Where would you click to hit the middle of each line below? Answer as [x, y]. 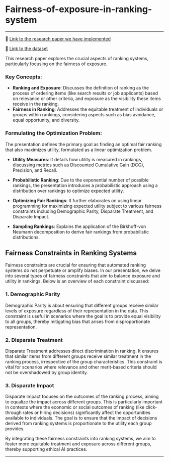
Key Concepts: [24, 77]
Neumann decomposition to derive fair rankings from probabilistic [81, 232]
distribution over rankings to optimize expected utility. [68, 191]
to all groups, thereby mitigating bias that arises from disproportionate [78, 321]
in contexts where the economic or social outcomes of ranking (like [75, 407]
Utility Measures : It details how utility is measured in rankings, [77, 159]
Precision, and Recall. [35, 170]
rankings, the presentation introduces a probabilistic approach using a [85, 185]
